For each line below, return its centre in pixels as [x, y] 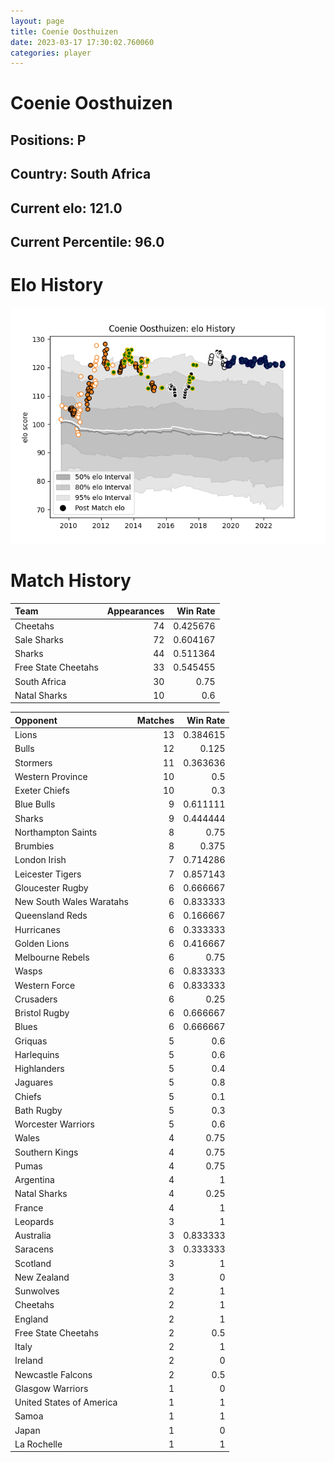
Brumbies [34, 846]
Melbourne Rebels [52, 957]
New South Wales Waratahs [71, 902]
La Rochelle [38, 1444]
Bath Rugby [38, 1110]
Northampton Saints [56, 832]
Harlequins [37, 1054]
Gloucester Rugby [51, 887]
